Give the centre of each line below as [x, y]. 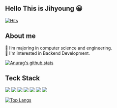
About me [20, 36]
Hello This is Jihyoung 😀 [44, 9]
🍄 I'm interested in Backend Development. [47, 53]
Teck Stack [23, 78]
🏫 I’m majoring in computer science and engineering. [58, 48]
